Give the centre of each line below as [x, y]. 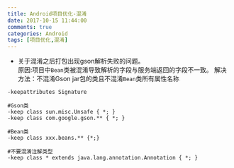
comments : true [30, 27]
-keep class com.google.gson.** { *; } [66, 118]
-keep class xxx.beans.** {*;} [54, 138]
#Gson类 [18, 106]
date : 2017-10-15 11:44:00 [47, 20]
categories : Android [38, 34]
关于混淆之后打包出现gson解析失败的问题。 [81, 61]
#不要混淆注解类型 [30, 152]
